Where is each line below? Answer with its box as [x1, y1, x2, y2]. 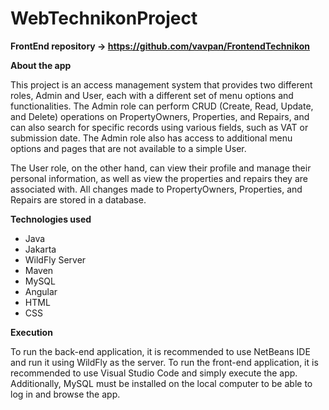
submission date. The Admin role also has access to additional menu [10, 132, 293, 144]
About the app [10, 59, 72, 71]
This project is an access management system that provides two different [10, 78, 313, 91]
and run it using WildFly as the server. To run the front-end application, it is [10, 356, 319, 368]
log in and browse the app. [10, 388, 121, 400]
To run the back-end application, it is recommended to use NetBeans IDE [10, 345, 311, 357]
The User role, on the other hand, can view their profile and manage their [10, 162, 312, 174]
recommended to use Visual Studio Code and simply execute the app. [10, 367, 298, 379]
